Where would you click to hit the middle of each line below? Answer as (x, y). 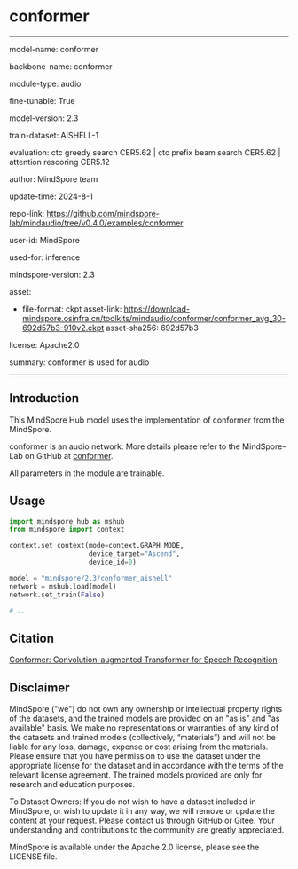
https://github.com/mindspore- (103, 213)
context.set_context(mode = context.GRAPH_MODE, (97, 546)
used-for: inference (45, 257)
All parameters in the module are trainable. (87, 473)
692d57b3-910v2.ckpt (63, 328)
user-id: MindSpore (44, 240)
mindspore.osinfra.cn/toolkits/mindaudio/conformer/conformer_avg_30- (154, 318)
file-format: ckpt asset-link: (72, 309)
